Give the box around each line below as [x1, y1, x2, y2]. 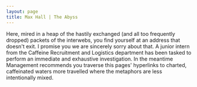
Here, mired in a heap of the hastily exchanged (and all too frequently [6, 30, 176, 37]
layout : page [6, 8, 38, 15]
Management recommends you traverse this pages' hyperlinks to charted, [6, 61, 187, 68]
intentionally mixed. [6, 74, 54, 81]
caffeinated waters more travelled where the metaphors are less [6, 68, 163, 75]
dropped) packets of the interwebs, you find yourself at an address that [6, 36, 180, 43]
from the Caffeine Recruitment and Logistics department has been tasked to [6, 49, 192, 56]
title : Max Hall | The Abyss [6, 14, 78, 20]
